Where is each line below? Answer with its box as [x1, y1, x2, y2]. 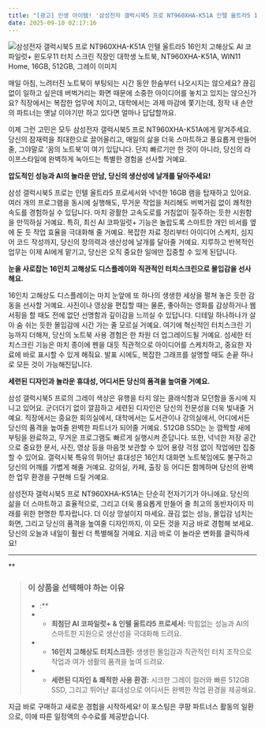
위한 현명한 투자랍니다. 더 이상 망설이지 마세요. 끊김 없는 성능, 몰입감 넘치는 [22, 509, 254, 518]
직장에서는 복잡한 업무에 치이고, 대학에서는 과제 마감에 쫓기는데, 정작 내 [19, 98, 239, 107]
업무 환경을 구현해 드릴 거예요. [16, 472, 110, 482]
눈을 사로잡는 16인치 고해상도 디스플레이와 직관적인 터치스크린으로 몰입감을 [8, 264, 237, 273]
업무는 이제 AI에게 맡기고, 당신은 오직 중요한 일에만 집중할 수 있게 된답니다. [8, 246, 238, 257]
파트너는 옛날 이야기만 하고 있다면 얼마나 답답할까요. [16, 107, 177, 117]
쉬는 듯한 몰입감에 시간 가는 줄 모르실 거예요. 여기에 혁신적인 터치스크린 [24, 320, 244, 329]
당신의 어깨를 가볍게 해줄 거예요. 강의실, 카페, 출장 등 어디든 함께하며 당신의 [8, 462, 239, 472]
